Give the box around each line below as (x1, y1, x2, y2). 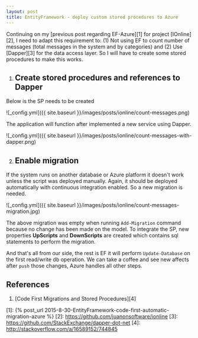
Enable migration (14, 155, 79, 166)
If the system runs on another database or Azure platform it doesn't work (6, 171, 184, 178)
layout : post (6, 8, 38, 15)
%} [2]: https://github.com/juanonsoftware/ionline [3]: (46, 313, 178, 320)
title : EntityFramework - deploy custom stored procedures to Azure (6, 14, 178, 20)
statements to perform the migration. (6, 238, 96, 246)
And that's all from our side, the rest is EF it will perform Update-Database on (6, 250, 190, 257)
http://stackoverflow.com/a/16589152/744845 (6, 325, 118, 332)
